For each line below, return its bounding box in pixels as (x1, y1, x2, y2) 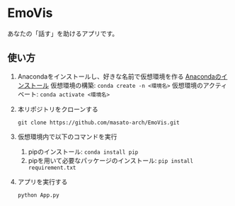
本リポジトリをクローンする (17, 105, 99, 113)
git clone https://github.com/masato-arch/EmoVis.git (17, 119, 180, 126)
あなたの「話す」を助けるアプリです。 (7, 29, 119, 38)
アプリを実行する (17, 177, 68, 185)
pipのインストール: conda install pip (28, 147, 139, 156)
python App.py (17, 191, 59, 199)
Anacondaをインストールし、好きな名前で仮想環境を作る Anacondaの (17, 72, 222, 81)
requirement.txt (28, 164, 76, 171)
